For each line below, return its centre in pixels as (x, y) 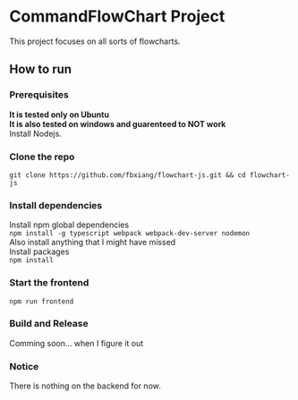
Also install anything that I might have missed (93, 243)
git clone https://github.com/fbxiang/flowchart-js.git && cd (128, 175)
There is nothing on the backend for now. (85, 386)
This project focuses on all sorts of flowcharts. (95, 41)
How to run (41, 69)
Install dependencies (56, 205)
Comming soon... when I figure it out (77, 343)
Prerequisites (39, 95)
